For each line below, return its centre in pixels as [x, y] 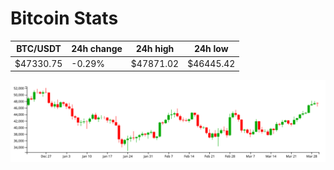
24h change [97, 49]
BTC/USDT [39, 49]
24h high [155, 49]
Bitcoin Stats [64, 18]
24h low [211, 49]
